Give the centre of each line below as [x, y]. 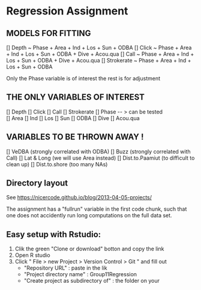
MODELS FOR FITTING [49, 33]
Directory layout [37, 183]
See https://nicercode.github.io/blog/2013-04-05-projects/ [79, 198]
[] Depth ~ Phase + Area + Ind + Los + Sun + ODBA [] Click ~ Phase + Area [99, 47]
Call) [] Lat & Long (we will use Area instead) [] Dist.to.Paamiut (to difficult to [100, 158]
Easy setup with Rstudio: [54, 234]
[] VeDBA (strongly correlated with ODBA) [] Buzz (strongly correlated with [98, 151]
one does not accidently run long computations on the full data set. [89, 216]
